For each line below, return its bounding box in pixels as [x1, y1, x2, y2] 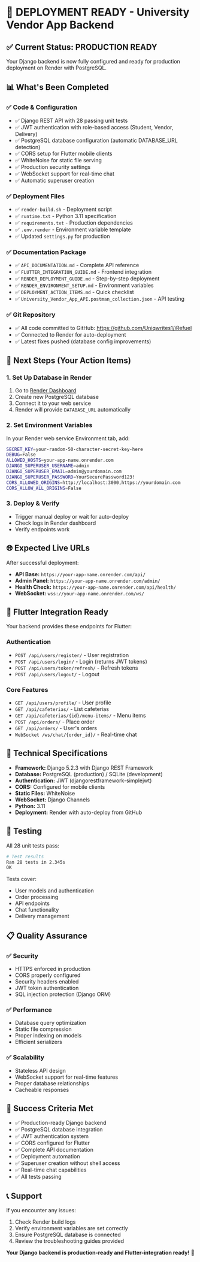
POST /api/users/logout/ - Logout [14, 670, 100, 677]
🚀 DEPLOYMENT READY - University [6, 5, 190, 19]
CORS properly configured [14, 972, 81, 979]
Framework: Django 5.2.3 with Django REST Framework [14, 764, 153, 771]
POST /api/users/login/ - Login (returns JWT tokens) [14, 658, 148, 665]
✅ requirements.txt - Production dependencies [14, 219, 133, 226]
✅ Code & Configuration [6, 103, 78, 111]
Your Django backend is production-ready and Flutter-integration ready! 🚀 [6, 1249, 195, 1257]
